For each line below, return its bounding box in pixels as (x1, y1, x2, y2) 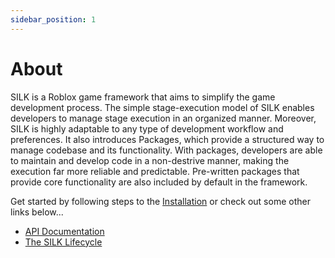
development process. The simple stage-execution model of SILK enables (10, 101, 315, 113)
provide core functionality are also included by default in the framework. (10, 176, 308, 188)
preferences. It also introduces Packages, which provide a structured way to (10, 133, 325, 145)
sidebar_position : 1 (10, 14, 97, 25)
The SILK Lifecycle (24, 236, 103, 248)
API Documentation (24, 225, 105, 237)
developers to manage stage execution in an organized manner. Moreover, (10, 112, 317, 124)
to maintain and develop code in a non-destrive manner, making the (10, 154, 290, 166)
